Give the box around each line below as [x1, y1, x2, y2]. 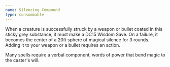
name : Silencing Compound [5, 7, 60, 13]
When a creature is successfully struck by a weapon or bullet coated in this [5, 26, 163, 32]
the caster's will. [5, 57, 40, 63]
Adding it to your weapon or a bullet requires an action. [5, 42, 120, 48]
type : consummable [5, 12, 44, 17]
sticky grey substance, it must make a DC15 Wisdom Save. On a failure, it [5, 31, 158, 37]
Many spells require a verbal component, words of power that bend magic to [5, 51, 165, 58]
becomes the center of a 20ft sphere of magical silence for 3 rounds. [5, 36, 150, 43]
